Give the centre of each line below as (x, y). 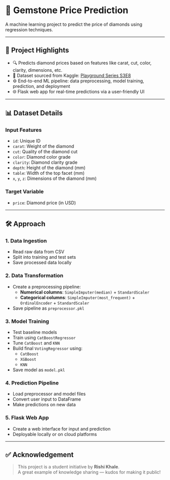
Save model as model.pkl (39, 370)
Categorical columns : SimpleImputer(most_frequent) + (78, 297)
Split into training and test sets (44, 257)
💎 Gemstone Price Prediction (67, 10)
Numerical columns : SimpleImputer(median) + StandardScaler (85, 292)
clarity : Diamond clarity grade (45, 162)
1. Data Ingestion (26, 241)
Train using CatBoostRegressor (44, 338)
